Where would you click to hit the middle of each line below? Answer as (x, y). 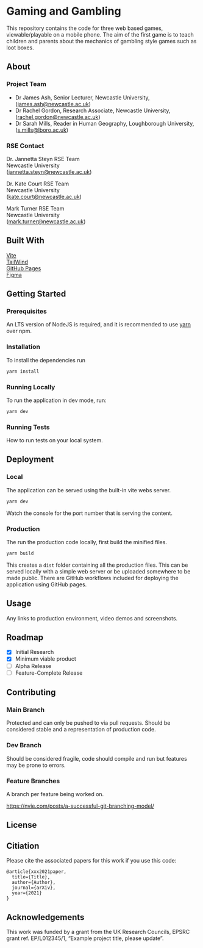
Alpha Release (33, 666)
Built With (25, 241)
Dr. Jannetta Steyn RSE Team (43, 159)
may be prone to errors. (36, 765)
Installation (23, 347)
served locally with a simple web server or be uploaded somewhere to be (98, 571)
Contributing (31, 693)
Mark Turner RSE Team (35, 208)
